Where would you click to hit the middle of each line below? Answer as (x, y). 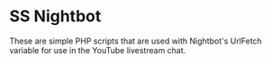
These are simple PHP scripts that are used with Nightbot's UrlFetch (136, 41)
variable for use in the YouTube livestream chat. (98, 50)
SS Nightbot (55, 16)
